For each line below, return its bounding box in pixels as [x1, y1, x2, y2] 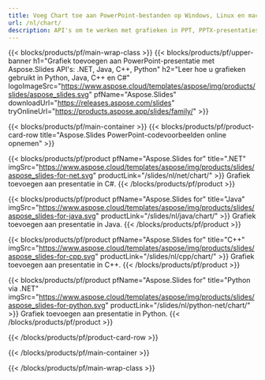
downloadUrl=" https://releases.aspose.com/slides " [8, 98, 175, 107]
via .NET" [8, 284, 39, 293]
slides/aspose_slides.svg [8, 90, 89, 100]
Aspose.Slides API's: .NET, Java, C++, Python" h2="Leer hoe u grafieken [8, 65, 246, 74]
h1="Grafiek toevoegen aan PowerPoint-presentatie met [32, 56, 215, 66]
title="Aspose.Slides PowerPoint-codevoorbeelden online [39, 130, 227, 140]
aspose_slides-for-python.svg [8, 301, 106, 310]
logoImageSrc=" [8, 81, 62, 91]
